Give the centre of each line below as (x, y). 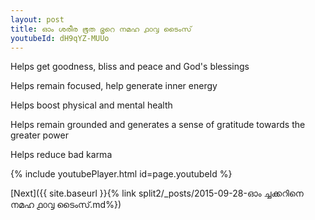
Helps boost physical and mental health (91, 105)
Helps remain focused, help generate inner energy (114, 86)
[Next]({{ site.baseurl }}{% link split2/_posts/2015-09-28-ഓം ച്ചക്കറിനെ (157, 193)
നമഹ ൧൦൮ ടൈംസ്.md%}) (66, 205)
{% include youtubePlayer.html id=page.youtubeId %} (121, 174)
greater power (39, 135)
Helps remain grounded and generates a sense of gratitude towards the (158, 125)
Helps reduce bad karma (61, 155)
